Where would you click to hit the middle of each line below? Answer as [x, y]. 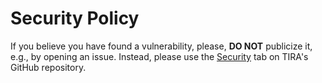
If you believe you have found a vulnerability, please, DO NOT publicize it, [161, 46]
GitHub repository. [48, 67]
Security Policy [75, 18]
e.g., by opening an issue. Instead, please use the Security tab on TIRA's [159, 56]
